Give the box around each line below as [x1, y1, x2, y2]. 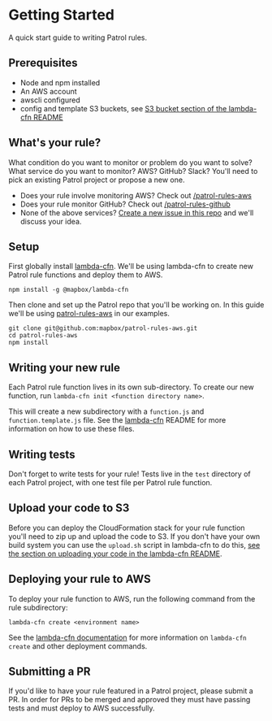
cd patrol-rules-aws [8, 332, 79, 340]
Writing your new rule [8, 360, 120, 375]
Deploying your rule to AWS [8, 572, 152, 586]
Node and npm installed [19, 77, 101, 87]
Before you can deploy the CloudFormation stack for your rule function [8, 523, 245, 532]
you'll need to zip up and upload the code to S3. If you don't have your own [8, 531, 261, 541]
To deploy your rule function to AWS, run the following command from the [8, 593, 256, 603]
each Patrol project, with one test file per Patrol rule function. [8, 478, 213, 487]
